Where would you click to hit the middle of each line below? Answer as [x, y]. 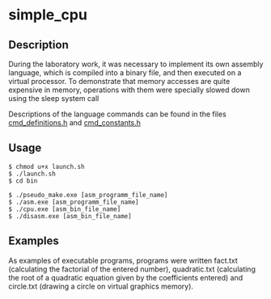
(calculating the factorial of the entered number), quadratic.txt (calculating [132, 269]
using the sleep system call [54, 98]
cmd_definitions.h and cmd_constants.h [75, 122]
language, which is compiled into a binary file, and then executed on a [125, 73]
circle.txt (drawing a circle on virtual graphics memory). [101, 286]
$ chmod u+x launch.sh [47, 166]
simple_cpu [48, 15]
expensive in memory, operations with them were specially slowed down [129, 90]
